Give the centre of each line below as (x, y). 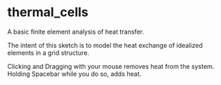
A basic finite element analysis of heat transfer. (76, 32)
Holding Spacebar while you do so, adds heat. (74, 74)
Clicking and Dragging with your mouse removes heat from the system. (111, 66)
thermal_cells (48, 12)
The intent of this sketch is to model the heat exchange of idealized (105, 45)
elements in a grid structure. (48, 53)
